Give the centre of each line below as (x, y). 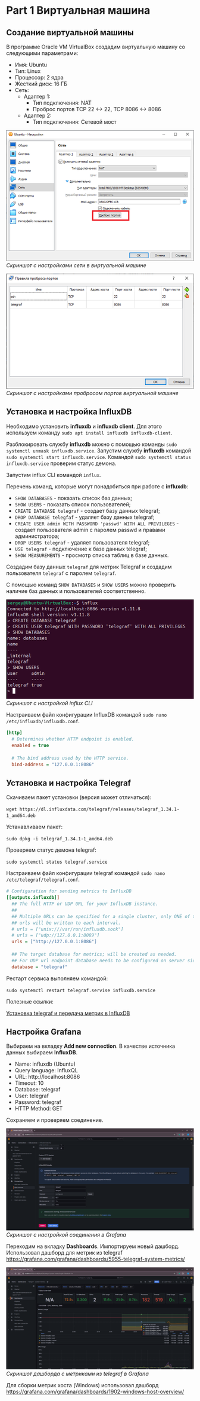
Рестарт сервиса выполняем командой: (57, 978)
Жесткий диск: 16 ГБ (41, 84)
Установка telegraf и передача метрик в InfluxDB (68, 1013)
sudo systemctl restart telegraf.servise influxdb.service (81, 990)
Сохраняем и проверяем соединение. (55, 1120)
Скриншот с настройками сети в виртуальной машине (76, 265)
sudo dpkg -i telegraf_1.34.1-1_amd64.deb (60, 839)
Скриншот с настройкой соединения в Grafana (66, 1235)
